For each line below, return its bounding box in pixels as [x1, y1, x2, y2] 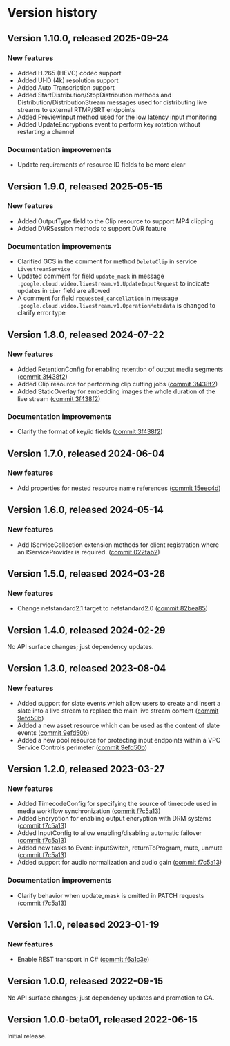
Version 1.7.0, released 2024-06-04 [7, 447, 165, 459]
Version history [7, 5, 98, 21]
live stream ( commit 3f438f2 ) [17, 394, 101, 402]
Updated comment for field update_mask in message [17, 272, 164, 281]
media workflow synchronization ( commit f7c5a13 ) [17, 807, 161, 815]
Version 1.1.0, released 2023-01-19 [7, 919, 160, 931]
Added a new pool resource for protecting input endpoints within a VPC [17, 736, 221, 744]
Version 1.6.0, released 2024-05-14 [7, 504, 164, 516]
